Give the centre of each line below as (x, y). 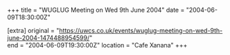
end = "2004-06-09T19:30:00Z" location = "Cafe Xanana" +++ (97, 45)
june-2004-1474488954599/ (48, 38)
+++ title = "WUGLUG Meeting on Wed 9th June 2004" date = (96, 10)
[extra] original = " (33, 31)
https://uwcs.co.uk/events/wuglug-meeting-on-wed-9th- (141, 31)
